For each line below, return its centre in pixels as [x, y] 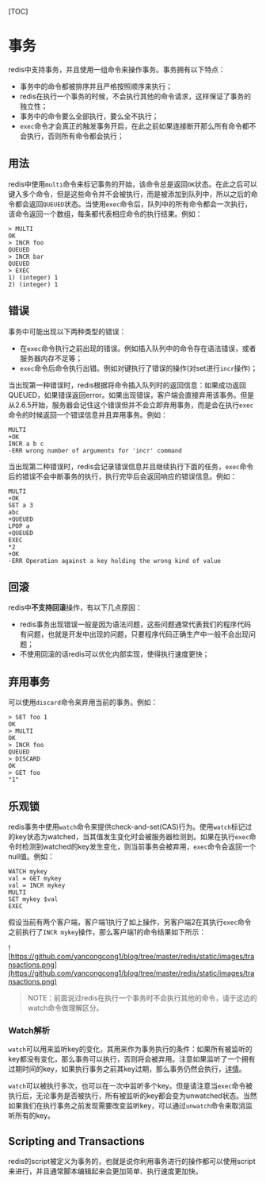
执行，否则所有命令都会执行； [75, 136]
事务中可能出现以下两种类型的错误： [67, 331]
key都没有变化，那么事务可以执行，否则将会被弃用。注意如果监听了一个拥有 [132, 1059]
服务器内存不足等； [51, 358]
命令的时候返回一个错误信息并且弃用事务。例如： [88, 414]
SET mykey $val [33, 900]
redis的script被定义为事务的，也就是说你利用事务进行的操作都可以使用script [132, 1162]
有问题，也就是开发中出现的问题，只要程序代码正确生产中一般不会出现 [134, 634]
